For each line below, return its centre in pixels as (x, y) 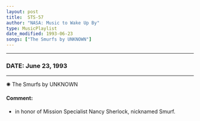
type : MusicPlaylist (32, 28)
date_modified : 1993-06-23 (40, 34)
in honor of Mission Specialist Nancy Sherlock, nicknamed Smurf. (95, 111)
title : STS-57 (25, 17)
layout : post (22, 12)
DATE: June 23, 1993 (37, 66)
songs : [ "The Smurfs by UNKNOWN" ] (49, 39)
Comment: (20, 98)
